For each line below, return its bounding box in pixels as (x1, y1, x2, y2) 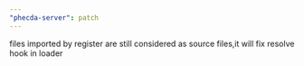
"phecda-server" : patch (9, 13, 100, 23)
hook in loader (9, 47, 63, 59)
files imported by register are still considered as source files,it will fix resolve (9, 38, 295, 49)
